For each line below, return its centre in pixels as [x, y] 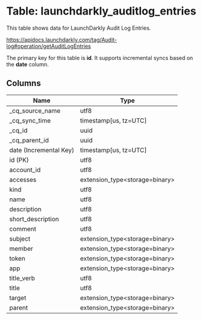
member [21, 248]
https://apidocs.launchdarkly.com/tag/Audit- [62, 39]
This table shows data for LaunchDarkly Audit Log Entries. [79, 28]
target [18, 298]
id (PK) [19, 160]
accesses [23, 179]
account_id [25, 170]
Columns [24, 83]
